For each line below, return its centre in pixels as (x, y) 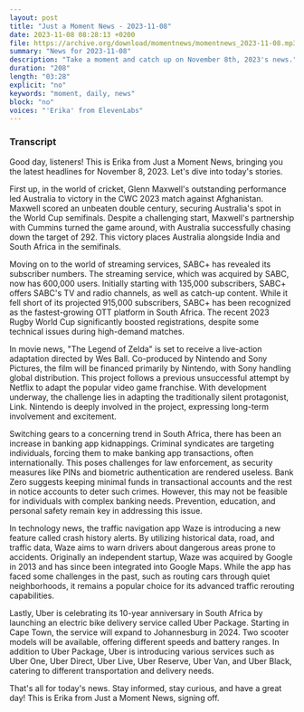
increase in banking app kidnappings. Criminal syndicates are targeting (142, 443)
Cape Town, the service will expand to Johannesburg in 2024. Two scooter (149, 632)
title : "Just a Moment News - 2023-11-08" (90, 26)
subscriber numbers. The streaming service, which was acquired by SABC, (149, 273)
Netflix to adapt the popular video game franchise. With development (138, 387)
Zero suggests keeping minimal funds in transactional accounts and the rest (151, 481)
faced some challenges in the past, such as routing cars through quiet (140, 576)
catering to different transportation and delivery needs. (112, 670)
